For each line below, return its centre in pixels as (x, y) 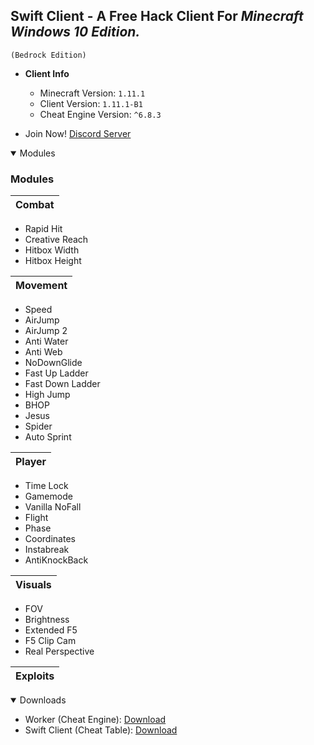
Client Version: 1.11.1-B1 (91, 103)
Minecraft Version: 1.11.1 (92, 93)
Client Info (47, 73)
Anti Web (43, 352)
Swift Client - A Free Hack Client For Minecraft (157, 16)
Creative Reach (56, 240)
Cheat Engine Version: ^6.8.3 (100, 114)
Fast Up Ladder (56, 373)
